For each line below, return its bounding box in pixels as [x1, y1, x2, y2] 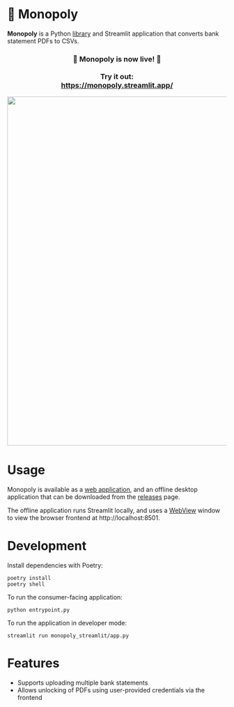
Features [7, 655, 60, 671]
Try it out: [100, 71, 134, 81]
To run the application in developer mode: [7, 619, 127, 627]
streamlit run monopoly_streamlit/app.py [7, 632, 130, 639]
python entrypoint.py [7, 606, 70, 613]
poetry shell [7, 581, 45, 588]
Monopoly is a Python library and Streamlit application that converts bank [7, 29, 219, 38]
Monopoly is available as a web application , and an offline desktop [7, 485, 198, 494]
